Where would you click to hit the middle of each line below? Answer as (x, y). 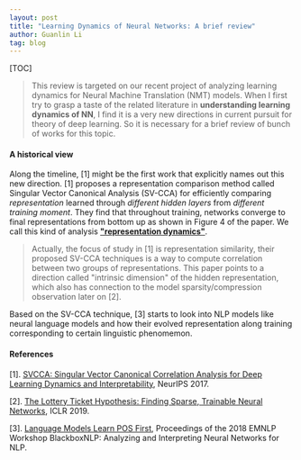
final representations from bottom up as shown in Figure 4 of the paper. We (149, 222)
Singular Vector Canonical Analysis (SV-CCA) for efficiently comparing (141, 194)
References (32, 354)
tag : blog (28, 43)
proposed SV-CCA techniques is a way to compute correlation (147, 258)
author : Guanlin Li (46, 34)
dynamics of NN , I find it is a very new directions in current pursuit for (162, 114)
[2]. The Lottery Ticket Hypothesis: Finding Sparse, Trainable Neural (136, 401)
